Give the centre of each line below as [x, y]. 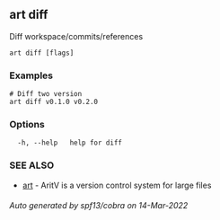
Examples [31, 75]
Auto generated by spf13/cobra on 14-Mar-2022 [99, 206]
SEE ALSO [32, 165]
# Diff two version [46, 94]
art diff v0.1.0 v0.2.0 [54, 102]
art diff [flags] [42, 53]
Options [27, 125]
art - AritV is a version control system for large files [117, 185]
